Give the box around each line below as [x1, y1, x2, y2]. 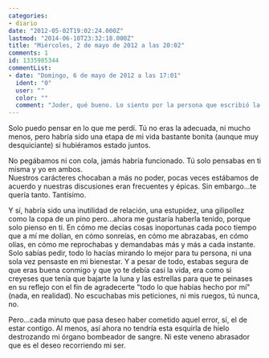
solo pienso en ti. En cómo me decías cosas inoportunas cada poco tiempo [8, 222, 257, 233]
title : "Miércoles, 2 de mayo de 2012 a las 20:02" [8, 42, 185, 50]
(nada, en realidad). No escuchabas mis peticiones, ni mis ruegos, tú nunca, [8, 291, 260, 301]
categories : [8, 11, 48, 20]
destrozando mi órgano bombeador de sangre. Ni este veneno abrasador [8, 332, 251, 342]
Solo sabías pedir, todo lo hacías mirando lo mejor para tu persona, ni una [8, 248, 252, 258]
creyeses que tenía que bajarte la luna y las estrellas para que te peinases [8, 274, 253, 283]
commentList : [8, 64, 52, 72]
